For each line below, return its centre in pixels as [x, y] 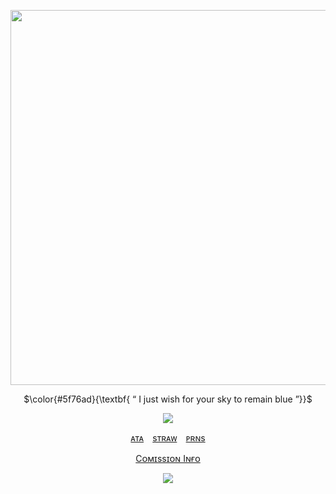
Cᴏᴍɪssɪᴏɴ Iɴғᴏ [168, 458]
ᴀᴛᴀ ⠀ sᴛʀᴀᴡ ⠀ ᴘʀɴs [168, 438]
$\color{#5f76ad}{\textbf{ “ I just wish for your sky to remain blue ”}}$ [168, 399]
